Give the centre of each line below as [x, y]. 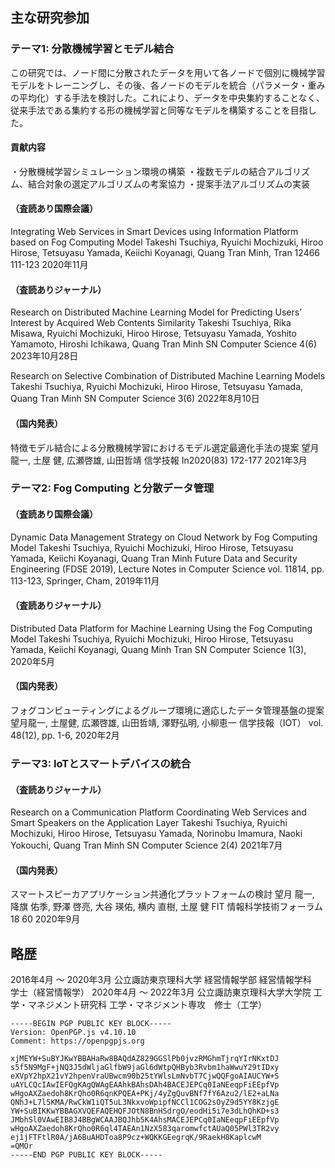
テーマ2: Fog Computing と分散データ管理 [112, 488]
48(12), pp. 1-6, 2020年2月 [65, 735]
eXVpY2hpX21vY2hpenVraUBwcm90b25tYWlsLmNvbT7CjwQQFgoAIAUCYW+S [145, 1076]
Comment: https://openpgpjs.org [77, 1041]
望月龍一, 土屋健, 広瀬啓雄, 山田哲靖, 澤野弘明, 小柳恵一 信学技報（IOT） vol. [167, 723]
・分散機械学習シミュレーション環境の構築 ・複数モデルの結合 [138, 171]
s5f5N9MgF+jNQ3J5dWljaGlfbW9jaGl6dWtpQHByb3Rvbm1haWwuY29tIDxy [145, 1068]
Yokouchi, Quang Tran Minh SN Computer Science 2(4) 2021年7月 [146, 845]
